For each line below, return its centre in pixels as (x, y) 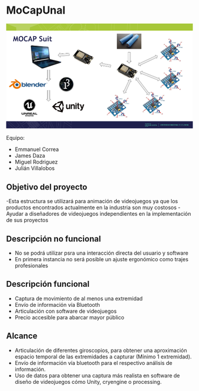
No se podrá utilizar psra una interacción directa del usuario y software (101, 253)
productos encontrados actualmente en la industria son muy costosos (92, 207)
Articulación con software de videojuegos (66, 311)
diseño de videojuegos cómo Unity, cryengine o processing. (88, 382)
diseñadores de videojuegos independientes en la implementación (110, 214)
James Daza (30, 156)
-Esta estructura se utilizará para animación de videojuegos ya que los (92, 201)
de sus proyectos (27, 220)
